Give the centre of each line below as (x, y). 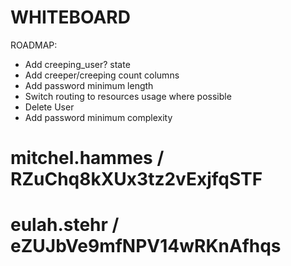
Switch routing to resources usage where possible (128, 96)
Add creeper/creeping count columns (102, 75)
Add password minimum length (89, 85)
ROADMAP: (34, 45)
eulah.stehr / (65, 225)
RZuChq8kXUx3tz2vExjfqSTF (136, 179)
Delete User (49, 107)
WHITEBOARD (70, 17)
